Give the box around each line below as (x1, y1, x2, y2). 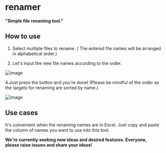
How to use (5, 32, 41, 41)
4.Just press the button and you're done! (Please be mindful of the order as (5, 79, 160, 85)
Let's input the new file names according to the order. (12, 60, 122, 66)
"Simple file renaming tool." (5, 18, 63, 24)
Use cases (5, 108, 38, 117)
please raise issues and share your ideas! (5, 142, 93, 148)
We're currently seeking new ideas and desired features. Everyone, (5, 137, 147, 143)
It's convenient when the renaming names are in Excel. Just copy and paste (5, 122, 160, 128)
